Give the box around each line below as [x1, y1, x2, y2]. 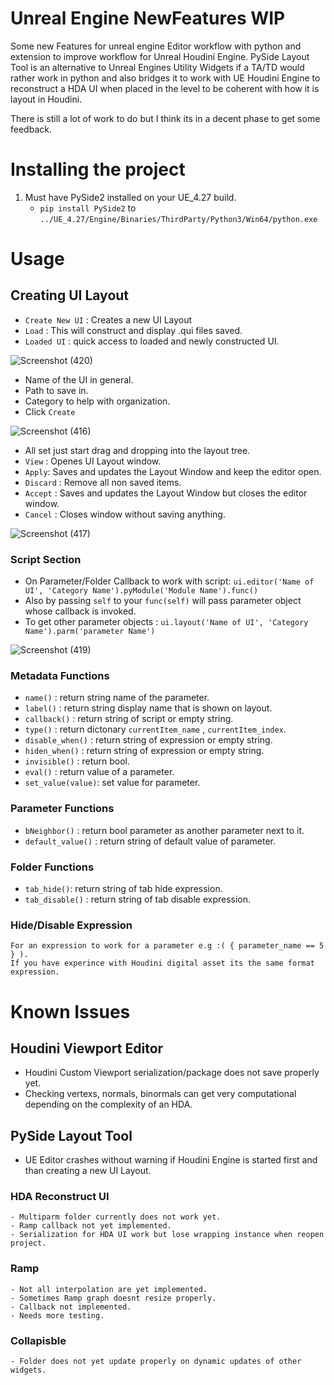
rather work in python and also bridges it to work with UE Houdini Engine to [10, 72, 321, 84]
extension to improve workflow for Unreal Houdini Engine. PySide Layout [10, 50, 310, 62]
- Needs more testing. [10, 1310, 105, 1321]
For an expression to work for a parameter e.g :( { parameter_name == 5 [10, 941, 325, 951]
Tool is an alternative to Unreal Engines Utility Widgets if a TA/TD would [10, 61, 305, 73]
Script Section [10, 552, 82, 566]
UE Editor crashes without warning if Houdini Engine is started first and [24, 1154, 318, 1166]
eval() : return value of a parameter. [24, 766, 175, 778]
